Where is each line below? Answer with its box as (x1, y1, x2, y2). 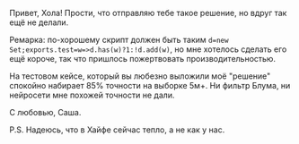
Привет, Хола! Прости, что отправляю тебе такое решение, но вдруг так (9, 8, 287, 18)
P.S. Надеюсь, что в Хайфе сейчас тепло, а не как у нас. (9, 124, 225, 135)
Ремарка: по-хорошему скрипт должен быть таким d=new (9, 35, 229, 45)
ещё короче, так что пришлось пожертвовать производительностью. (9, 54, 277, 64)
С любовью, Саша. (9, 107, 82, 117)
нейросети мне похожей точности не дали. (9, 89, 175, 100)
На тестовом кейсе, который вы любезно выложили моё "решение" (9, 71, 271, 81)
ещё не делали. (9, 17, 69, 28)
